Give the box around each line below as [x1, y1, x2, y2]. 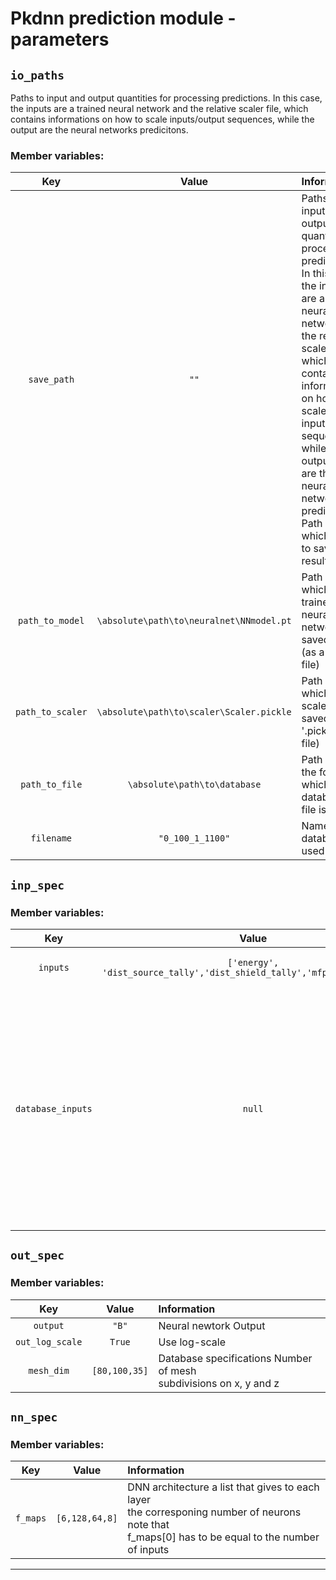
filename [30, 833, 73, 844]
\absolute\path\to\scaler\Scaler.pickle [96, 707, 292, 718]
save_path [28, 374, 75, 386]
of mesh [158, 1363, 197, 1377]
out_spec [10, 1248, 65, 1263]
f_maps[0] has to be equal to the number [127, 1530, 320, 1544]
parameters [10, 28, 110, 51]
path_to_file [20, 779, 83, 791]
